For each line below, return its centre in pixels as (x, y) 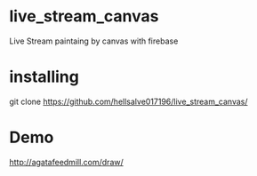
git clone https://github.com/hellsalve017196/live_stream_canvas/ (128, 101)
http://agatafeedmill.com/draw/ (66, 162)
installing (44, 77)
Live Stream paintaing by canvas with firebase (94, 41)
